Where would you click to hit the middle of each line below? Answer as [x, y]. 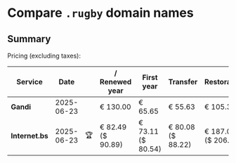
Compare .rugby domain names [101, 13]
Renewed [116, 82]
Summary [29, 39]
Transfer [183, 82]
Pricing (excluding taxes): [44, 56]
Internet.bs [30, 136]
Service [30, 82]
